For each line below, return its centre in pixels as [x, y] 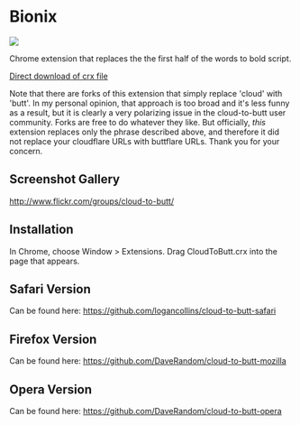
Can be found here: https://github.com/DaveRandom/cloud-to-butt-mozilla [148, 361]
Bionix [33, 17]
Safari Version [50, 289]
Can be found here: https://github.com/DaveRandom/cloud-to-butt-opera [145, 411]
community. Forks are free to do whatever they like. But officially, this [137, 122]
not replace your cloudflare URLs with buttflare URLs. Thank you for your [145, 141]
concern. [26, 151]
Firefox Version [53, 339]
